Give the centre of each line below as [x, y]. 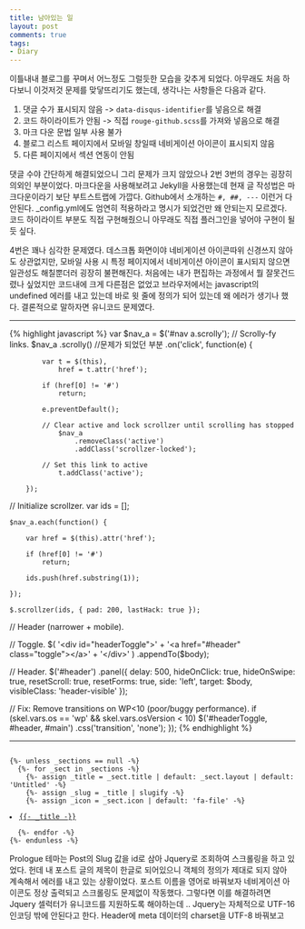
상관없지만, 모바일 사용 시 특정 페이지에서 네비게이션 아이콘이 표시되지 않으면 [154, 262]
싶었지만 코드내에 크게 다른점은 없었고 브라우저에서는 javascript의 [143, 285]
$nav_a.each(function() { [58, 523]
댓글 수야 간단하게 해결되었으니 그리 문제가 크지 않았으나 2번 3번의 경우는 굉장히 [151, 175]
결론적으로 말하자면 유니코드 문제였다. [88, 307]
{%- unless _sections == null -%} [75, 761]
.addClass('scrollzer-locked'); [135, 450]
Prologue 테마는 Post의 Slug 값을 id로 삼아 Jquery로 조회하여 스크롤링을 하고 [148, 859]
